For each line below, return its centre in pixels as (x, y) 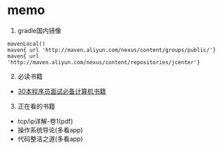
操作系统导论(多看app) (50, 130)
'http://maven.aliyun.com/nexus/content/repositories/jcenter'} (104, 62)
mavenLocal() (26, 44)
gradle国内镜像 (39, 30)
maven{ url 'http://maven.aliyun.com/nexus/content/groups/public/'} (112, 50)
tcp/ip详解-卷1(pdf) (45, 121)
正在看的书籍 (36, 106)
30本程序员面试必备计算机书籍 (62, 91)
